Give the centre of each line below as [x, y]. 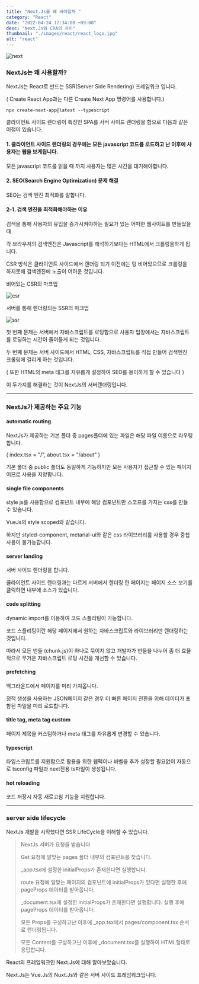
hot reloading [23, 782]
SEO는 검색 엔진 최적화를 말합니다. [46, 195]
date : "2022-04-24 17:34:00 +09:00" [51, 23]
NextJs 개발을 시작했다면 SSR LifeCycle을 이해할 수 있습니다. [78, 832]
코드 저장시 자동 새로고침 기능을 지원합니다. [56, 797]
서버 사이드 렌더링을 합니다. [38, 570]
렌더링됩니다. [42, 929]
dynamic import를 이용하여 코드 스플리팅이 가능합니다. [70, 618]
